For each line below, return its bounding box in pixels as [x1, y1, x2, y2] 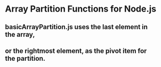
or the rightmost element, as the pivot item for [5, 47, 147, 55]
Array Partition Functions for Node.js [5, 3, 157, 15]
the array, [5, 30, 35, 38]
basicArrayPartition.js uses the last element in [5, 23, 148, 31]
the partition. [5, 54, 46, 63]
